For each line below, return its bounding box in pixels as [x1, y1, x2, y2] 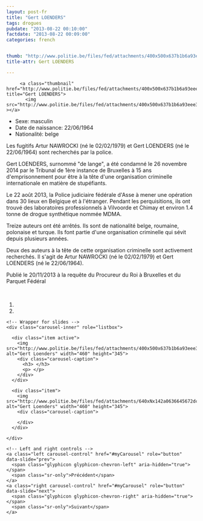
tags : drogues [6, 20, 42, 26]
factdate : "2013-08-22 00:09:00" [6, 31, 91, 37]
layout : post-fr [6, 8, 47, 15]
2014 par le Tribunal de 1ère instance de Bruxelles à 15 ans [6, 167, 152, 174]
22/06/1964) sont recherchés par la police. [6, 149, 113, 156]
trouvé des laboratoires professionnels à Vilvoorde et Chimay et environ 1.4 [6, 203, 193, 211]
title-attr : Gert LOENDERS [6, 59, 74, 65]
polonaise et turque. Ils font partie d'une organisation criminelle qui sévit [6, 228, 186, 235]
